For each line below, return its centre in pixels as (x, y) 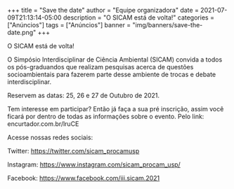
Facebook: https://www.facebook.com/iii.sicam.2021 (84, 178)
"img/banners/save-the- (168, 25)
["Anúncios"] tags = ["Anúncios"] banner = (69, 25)
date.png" (22, 32)
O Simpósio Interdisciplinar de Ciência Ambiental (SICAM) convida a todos (115, 59)
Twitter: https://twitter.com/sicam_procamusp (73, 151)
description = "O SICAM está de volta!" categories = (138, 17)
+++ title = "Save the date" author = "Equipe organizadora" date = (103, 10)
